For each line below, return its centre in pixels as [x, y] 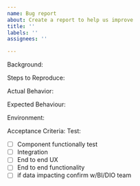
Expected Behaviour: [37, 104]
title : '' [21, 26]
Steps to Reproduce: [36, 78]
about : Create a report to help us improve [70, 20]
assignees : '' [27, 39]
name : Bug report [32, 13]
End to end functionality [51, 167]
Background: [25, 65]
